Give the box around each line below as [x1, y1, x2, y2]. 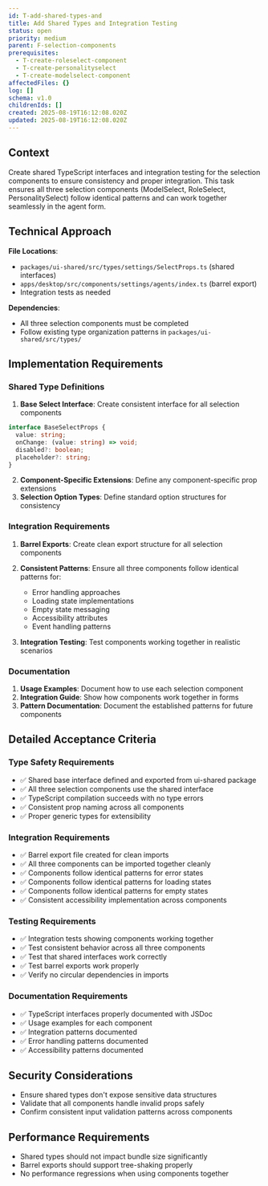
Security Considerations [8, 1069, 134, 1082]
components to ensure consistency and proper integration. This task [8, 176, 235, 185]
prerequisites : [8, 49, 59, 57]
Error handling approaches [31, 587, 120, 597]
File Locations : [8, 246, 59, 255]
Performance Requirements [8, 1130, 150, 1144]
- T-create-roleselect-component [15, 57, 128, 65]
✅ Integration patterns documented [19, 1027, 138, 1037]
